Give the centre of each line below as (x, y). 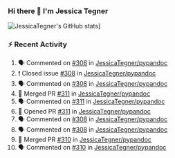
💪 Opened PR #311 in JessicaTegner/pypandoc (84, 111)
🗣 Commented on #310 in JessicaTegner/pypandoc (92, 147)
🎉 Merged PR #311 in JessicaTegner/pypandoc (84, 94)
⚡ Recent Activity (38, 44)
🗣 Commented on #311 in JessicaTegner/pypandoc (91, 101)
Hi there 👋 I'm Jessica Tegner (58, 11)
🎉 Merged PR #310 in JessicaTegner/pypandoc (84, 139)
